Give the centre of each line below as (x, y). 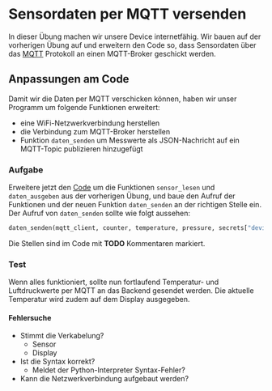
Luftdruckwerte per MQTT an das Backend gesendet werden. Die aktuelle (131, 291)
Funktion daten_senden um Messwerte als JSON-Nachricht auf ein (130, 140)
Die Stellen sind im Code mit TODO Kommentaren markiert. (107, 243)
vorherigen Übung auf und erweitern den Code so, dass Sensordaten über (132, 45)
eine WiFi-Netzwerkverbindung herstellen (90, 123)
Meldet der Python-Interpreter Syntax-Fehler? (109, 370)
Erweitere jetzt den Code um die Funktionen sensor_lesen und (112, 188)
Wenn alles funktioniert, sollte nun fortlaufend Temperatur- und (114, 282)
